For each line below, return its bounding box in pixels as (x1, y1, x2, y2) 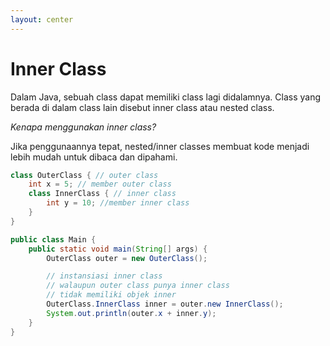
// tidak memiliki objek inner (46, 290, 177, 300)
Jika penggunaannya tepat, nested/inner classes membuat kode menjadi (10, 140, 310, 152)
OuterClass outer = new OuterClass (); (46, 253, 208, 263)
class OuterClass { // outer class (10, 170, 159, 180)
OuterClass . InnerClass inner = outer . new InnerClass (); (46, 299, 284, 310)
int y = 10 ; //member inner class (46, 198, 190, 208)
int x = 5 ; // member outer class (28, 179, 172, 190)
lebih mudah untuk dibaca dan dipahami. (10, 151, 178, 163)
